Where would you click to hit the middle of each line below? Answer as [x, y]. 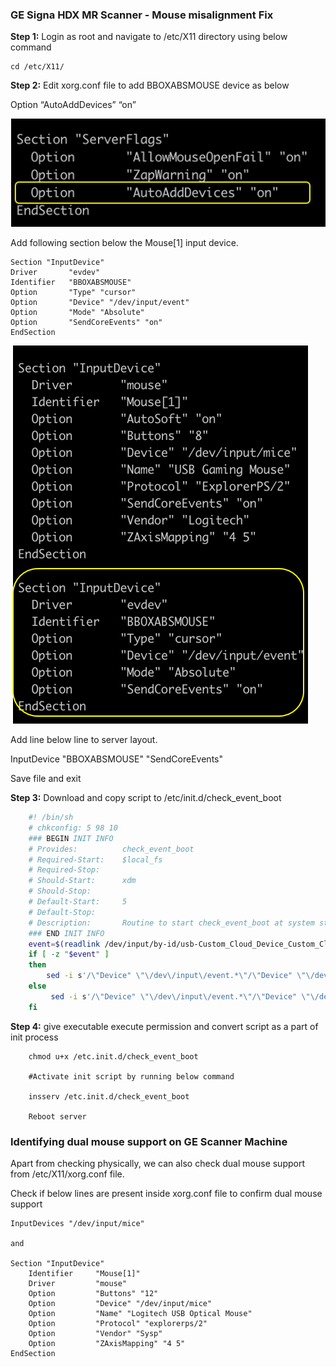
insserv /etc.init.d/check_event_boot [109, 1096]
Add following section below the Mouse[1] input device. [124, 243]
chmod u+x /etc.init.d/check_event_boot [113, 1056]
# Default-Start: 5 [78, 902]
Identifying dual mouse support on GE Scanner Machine [149, 1141]
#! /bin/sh [51, 818]
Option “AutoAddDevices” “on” [73, 105]
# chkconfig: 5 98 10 [73, 828]
